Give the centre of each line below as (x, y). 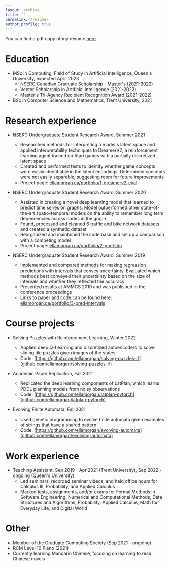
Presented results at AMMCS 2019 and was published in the (83, 287)
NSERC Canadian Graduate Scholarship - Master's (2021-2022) (87, 84)
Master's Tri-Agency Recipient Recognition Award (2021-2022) (86, 95)
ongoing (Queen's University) (43, 475)
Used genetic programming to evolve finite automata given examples (92, 420)
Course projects (40, 324)
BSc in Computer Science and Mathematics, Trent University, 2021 (82, 100)
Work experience (42, 456)
